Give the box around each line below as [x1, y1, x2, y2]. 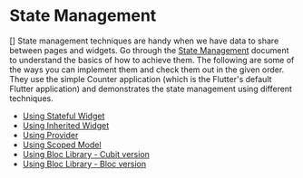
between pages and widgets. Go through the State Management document [9, 44, 289, 55]
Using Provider [22, 129, 79, 140]
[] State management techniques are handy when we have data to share [9, 35, 279, 46]
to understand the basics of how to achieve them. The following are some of [9, 54, 295, 65]
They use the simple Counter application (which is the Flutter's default [9, 73, 272, 84]
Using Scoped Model [22, 139, 102, 150]
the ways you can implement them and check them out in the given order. [9, 64, 285, 75]
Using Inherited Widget [22, 119, 110, 131]
